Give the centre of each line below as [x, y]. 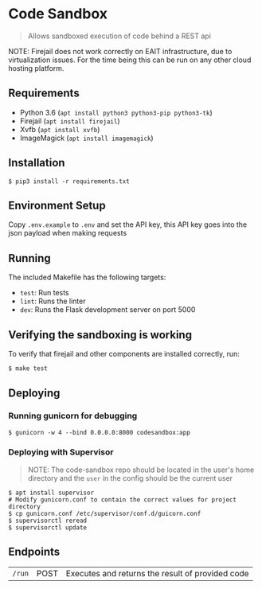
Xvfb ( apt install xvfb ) [60, 129]
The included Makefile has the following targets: [87, 277]
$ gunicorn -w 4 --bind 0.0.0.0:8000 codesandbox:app [100, 432]
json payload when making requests [68, 233]
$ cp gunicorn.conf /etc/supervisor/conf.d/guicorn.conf [105, 513]
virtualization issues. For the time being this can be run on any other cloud [130, 60]
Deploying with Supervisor [61, 452]
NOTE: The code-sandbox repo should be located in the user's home [141, 470]
